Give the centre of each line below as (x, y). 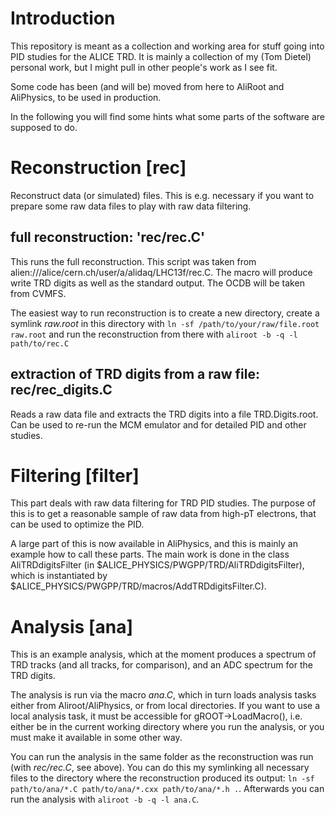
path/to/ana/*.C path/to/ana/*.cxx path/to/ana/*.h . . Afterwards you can (167, 789)
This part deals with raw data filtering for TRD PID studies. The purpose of (163, 503)
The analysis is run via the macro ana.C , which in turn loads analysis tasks (163, 695)
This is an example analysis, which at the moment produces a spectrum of (163, 654)
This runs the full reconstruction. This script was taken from (133, 261)
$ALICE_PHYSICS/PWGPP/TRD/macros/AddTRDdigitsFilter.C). (138, 586)
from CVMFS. (38, 293)
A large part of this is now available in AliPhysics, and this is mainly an (154, 544)
